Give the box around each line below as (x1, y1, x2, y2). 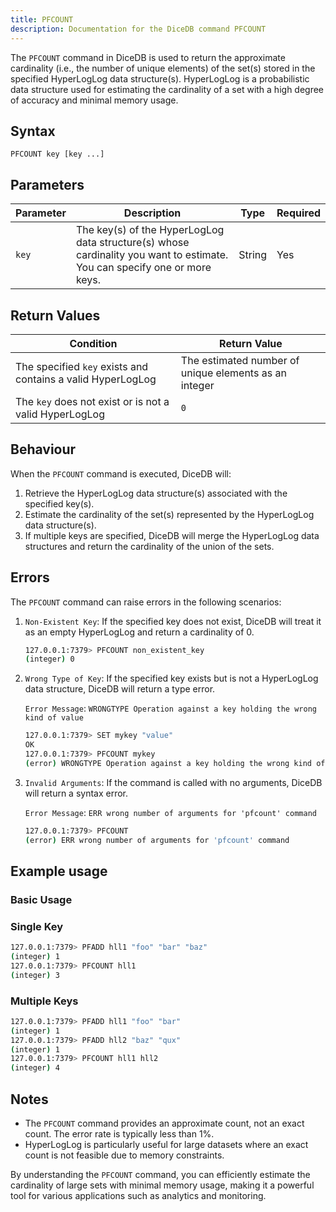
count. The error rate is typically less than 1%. (24, 1128, 215, 1140)
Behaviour (10, 441, 77, 458)
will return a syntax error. (24, 787, 129, 799)
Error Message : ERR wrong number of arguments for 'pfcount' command (24, 806, 317, 818)
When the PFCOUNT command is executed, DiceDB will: (10, 467, 232, 480)
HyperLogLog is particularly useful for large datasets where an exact (24, 1139, 309, 1151)
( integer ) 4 (10, 1063, 60, 1073)
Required (276, 206, 321, 220)
